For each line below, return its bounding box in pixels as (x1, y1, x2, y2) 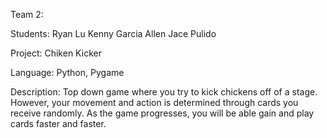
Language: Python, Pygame (10, 67, 125, 78)
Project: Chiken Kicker (10, 47, 102, 59)
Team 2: (10, 9, 44, 20)
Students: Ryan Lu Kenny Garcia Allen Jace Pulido (10, 28, 217, 39)
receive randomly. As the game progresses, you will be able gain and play (10, 107, 315, 119)
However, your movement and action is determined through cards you (10, 97, 299, 108)
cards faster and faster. (10, 118, 107, 129)
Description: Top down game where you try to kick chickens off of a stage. (10, 86, 318, 98)
